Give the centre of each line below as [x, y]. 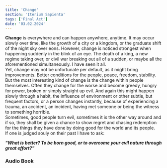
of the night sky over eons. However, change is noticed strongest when [78, 48]
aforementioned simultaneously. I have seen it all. [56, 64]
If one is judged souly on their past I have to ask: [55, 133]
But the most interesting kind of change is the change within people [74, 80]
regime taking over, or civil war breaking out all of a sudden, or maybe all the [83, 59]
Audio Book [19, 161]
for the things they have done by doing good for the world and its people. [80, 128]
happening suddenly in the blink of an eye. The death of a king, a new [77, 54]
